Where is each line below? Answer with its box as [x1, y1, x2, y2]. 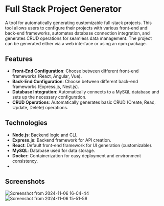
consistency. [12, 158, 38, 164]
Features [5, 55, 33, 63]
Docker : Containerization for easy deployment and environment [12, 152, 141, 158]
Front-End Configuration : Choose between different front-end [12, 68, 139, 74]
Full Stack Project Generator [5, 3, 122, 15]
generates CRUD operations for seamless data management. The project [5, 35, 152, 41]
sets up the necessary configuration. [12, 94, 87, 100]
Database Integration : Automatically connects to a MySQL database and [12, 88, 160, 94]
